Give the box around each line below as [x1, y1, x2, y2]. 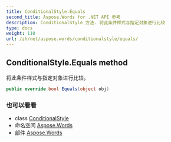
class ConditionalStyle [14, 114, 69, 121]
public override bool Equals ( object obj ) [6, 86, 110, 92]
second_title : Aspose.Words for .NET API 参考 [6, 14, 121, 20]
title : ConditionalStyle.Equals [6, 8, 85, 15]
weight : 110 [6, 31, 35, 37]
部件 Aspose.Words [14, 129, 63, 136]
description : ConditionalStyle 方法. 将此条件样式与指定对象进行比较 [6, 19, 166, 25]
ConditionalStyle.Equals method [6, 58, 128, 68]
